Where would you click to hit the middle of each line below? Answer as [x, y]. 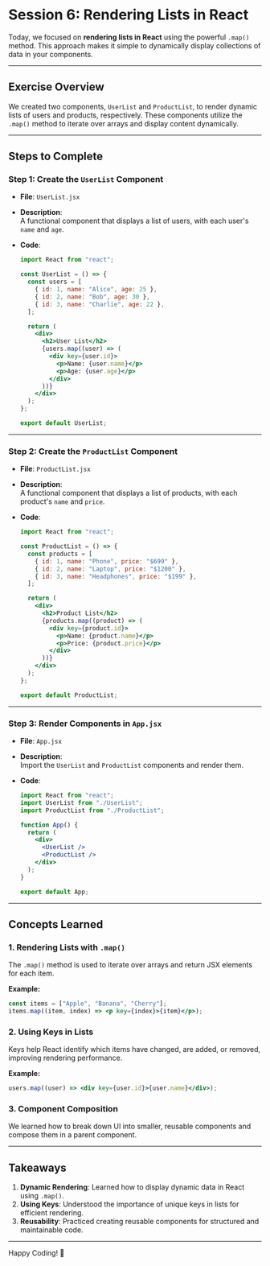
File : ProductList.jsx [55, 469]
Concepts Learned [56, 924]
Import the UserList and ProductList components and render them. [131, 765]
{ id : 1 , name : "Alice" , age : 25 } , [96, 290]
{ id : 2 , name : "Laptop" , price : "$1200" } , [110, 569]
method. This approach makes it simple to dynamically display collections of [135, 45]
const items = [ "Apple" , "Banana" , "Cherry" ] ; [88, 1004]
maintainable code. [51, 1230]
